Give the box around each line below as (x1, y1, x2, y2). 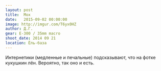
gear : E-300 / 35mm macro (5, 31, 60, 36)
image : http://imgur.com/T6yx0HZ (5, 21, 77, 27)
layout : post (5, 7, 33, 13)
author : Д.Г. (5, 26, 33, 31)
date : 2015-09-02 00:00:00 (5, 17, 67, 22)
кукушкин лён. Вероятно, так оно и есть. (5, 59, 95, 66)
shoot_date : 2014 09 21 (5, 36, 56, 41)
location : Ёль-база (5, 41, 47, 46)
